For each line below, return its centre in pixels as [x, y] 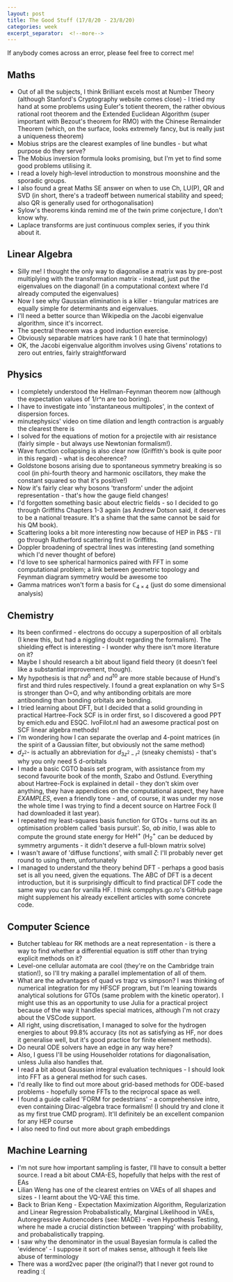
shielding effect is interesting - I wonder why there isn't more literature [118, 647]
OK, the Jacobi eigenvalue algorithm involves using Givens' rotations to [119, 345]
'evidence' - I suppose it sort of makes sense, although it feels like [112, 1249]
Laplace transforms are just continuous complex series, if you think [113, 225]
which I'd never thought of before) [66, 555]
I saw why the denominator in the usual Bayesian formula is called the [117, 1242]
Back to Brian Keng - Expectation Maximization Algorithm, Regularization [121, 1205]
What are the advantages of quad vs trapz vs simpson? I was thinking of [121, 981]
